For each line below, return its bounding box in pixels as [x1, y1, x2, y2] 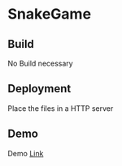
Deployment [7, 82, 72, 96]
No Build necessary [7, 58, 74, 68]
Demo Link [7, 148, 44, 158]
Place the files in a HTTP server [7, 103, 114, 113]
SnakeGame [7, 5, 91, 23]
